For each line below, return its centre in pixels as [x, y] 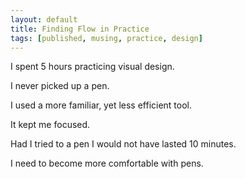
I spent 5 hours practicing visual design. [92, 67]
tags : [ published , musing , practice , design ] [106, 38]
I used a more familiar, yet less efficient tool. [101, 105]
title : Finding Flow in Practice [80, 29]
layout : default [44, 19]
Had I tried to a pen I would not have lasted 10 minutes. [123, 144]
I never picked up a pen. [60, 86]
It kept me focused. [50, 125]
